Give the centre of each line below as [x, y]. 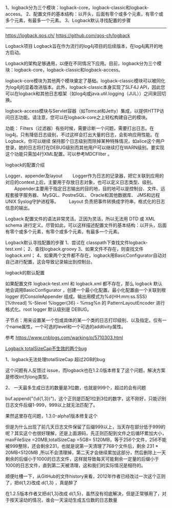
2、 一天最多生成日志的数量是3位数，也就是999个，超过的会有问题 [76, 388]
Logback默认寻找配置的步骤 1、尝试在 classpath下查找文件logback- [77, 242]
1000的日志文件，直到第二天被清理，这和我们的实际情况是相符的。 [76, 465]
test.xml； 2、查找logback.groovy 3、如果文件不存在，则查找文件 [74, 249]
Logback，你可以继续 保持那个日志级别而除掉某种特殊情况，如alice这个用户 [85, 141]
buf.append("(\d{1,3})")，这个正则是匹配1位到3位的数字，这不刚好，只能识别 [86, 399]
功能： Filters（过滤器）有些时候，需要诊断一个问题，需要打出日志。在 [80, 128]
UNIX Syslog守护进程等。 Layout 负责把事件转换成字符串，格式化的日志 [85, 201]
